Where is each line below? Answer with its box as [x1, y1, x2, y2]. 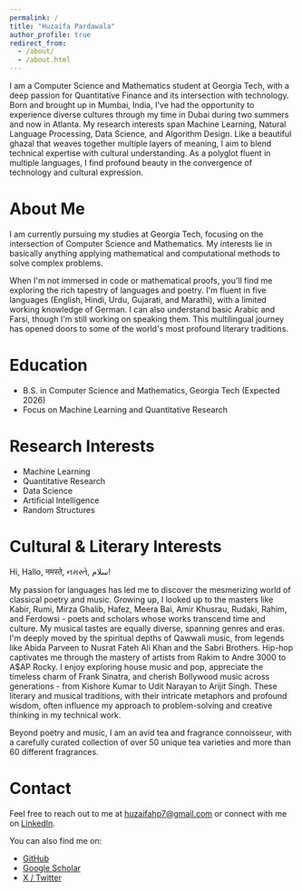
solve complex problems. [9, 257, 103, 268]
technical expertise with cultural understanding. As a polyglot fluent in [9, 148, 271, 159]
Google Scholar [22, 862, 82, 873]
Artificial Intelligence [22, 495, 100, 506]
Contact [9, 778, 72, 799]
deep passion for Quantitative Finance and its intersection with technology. [9, 90, 289, 101]
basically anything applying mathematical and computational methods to [9, 247, 281, 258]
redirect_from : [9, 38, 67, 48]
